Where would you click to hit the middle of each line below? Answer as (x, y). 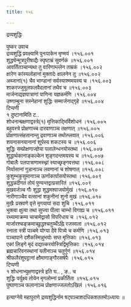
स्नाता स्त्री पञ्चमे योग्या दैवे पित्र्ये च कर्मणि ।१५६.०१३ (58, 230)
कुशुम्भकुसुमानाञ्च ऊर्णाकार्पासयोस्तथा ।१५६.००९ (54, 176)
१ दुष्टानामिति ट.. (23, 114)
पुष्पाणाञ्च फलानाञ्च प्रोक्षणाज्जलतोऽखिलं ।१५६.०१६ (57, 285)
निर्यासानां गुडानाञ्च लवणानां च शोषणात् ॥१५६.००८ (55, 169)
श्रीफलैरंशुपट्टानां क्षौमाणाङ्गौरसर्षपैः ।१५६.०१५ (50, 257)
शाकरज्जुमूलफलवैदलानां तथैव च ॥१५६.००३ (49, 87)
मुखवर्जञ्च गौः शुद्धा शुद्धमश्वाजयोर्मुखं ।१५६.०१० (52, 190)
